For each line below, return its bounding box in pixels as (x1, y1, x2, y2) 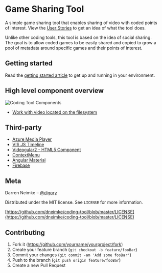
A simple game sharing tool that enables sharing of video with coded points (5, 20, 158, 26)
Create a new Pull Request (12, 262, 66, 268)
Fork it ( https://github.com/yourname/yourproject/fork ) (12, 242, 123, 247)
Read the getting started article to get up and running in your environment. (5, 72, 155, 78)
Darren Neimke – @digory (5, 190, 57, 196)
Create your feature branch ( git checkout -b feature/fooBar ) (12, 247, 138, 252)
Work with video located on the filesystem (12, 109, 97, 115)
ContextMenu (12, 152, 40, 158)
